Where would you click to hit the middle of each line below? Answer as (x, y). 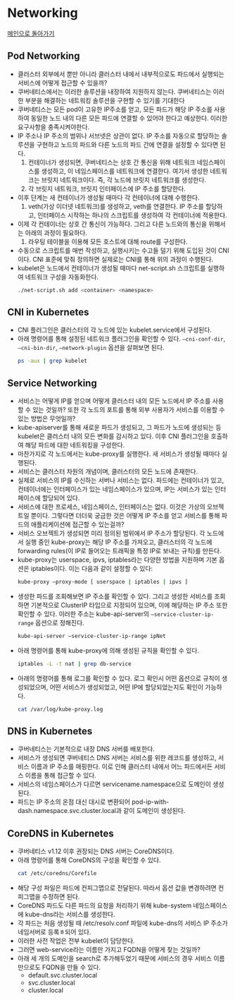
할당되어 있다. (61, 498)
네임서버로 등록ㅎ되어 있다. (54, 932)
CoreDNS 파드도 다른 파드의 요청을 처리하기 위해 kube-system (104, 905)
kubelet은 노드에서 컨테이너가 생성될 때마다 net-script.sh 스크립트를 (112, 268)
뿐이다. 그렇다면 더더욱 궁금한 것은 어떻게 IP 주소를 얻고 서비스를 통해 (125, 516)
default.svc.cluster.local (62, 975)
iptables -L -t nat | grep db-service (74, 664)
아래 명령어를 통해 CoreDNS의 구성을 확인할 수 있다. (89, 860)
